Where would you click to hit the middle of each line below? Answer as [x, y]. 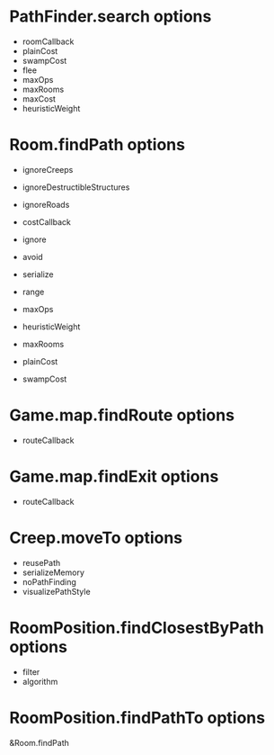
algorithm [40, 681]
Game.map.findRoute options [122, 415]
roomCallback [48, 41]
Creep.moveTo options [96, 538]
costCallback [47, 221]
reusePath [41, 562]
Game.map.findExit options [114, 476]
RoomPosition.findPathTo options [137, 718]
